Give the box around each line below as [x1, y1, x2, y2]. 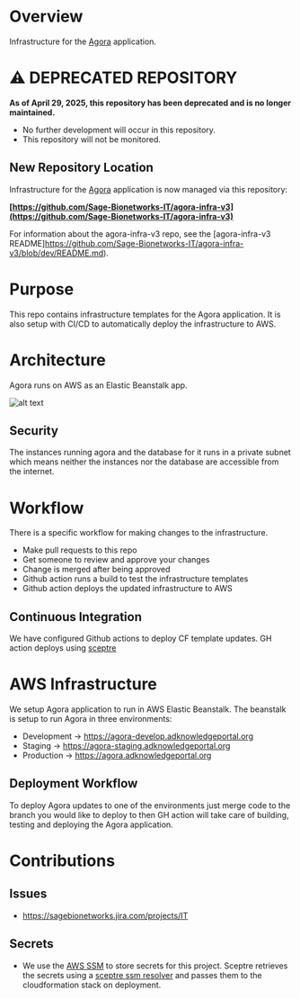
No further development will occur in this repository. [22, 124, 216, 135]
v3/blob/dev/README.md [9, 247, 104, 258]
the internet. [9, 466, 55, 477]
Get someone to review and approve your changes [22, 554, 210, 565]
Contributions [9, 850, 115, 871]
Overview [9, 6, 84, 27]
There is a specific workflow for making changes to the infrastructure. [9, 527, 269, 538]
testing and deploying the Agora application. [9, 819, 173, 830]
